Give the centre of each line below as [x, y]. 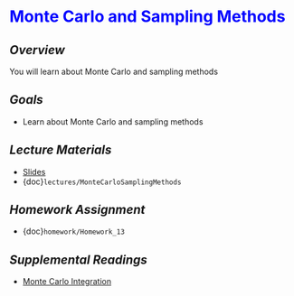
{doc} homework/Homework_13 [73, 231]
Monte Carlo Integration [66, 282]
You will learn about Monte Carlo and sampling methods [114, 71]
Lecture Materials [61, 150]
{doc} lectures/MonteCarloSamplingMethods [102, 181]
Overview [37, 50]
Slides [34, 171]
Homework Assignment [77, 210]
